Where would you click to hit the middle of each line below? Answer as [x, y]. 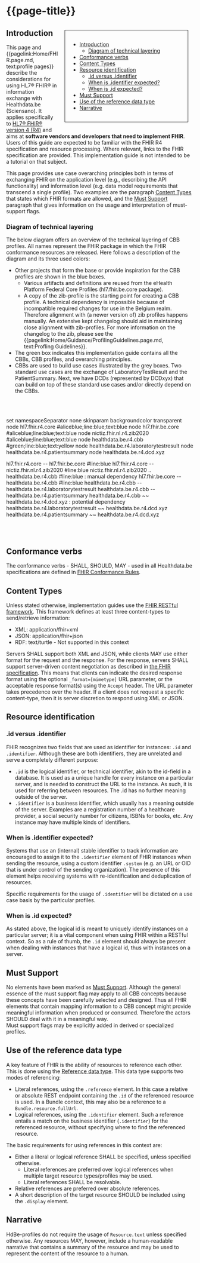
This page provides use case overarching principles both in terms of [90, 173]
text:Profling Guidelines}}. [55, 347]
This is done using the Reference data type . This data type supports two [95, 1071]
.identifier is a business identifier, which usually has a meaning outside [104, 803]
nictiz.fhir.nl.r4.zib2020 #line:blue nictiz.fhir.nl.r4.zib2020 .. [79, 470]
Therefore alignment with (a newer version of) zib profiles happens [106, 315]
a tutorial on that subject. [37, 162]
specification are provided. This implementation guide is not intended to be [98, 155]
